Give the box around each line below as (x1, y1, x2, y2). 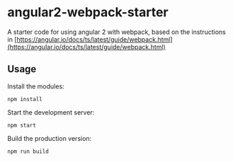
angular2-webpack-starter (7, 4, 169, 21)
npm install (7, 96, 42, 103)
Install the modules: (7, 82, 65, 91)
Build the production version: (7, 134, 92, 142)
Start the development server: (7, 108, 95, 117)
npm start (7, 122, 37, 129)
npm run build (7, 148, 50, 155)
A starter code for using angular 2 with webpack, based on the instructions (7, 28, 227, 36)
